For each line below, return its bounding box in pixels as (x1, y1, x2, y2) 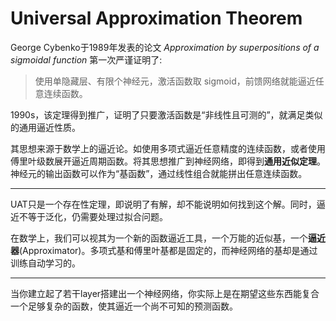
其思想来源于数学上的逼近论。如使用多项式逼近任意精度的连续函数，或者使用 (10, 142, 326, 154)
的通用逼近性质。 (10, 121, 81, 133)
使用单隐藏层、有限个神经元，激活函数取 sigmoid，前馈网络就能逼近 (34, 75, 316, 87)
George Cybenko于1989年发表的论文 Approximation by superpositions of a (10, 41, 320, 53)
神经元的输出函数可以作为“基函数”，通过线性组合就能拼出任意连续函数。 (10, 167, 308, 179)
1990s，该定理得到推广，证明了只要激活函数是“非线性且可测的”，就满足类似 (10, 108, 323, 121)
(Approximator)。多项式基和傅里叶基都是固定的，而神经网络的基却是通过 (19, 244, 318, 256)
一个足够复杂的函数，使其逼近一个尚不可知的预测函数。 (10, 300, 238, 312)
